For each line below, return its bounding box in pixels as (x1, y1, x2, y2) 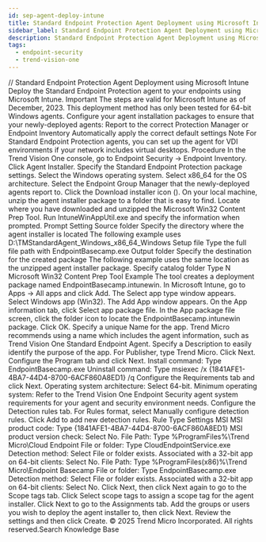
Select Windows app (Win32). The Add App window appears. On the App (8, 297, 248, 306)
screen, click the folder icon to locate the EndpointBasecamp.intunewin (8, 313, 241, 323)
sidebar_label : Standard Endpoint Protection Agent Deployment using (8, 26, 243, 34)
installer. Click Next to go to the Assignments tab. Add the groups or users (8, 499, 250, 509)
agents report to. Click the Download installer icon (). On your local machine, (8, 187, 258, 197)
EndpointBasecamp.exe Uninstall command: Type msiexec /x (8, 364, 207, 374)
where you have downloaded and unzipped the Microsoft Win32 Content (8, 204, 245, 213)
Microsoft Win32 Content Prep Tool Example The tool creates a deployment (8, 271, 255, 281)
